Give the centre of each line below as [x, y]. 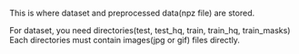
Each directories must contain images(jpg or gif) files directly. [125, 40]
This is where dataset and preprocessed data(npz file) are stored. [132, 13]
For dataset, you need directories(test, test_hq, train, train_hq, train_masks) [150, 30]
